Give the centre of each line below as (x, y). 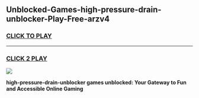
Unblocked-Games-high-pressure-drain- (84, 10)
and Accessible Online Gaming (45, 88)
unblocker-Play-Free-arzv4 (58, 19)
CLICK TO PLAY (29, 36)
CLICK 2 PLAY (27, 58)
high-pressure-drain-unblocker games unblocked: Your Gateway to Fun (96, 82)
